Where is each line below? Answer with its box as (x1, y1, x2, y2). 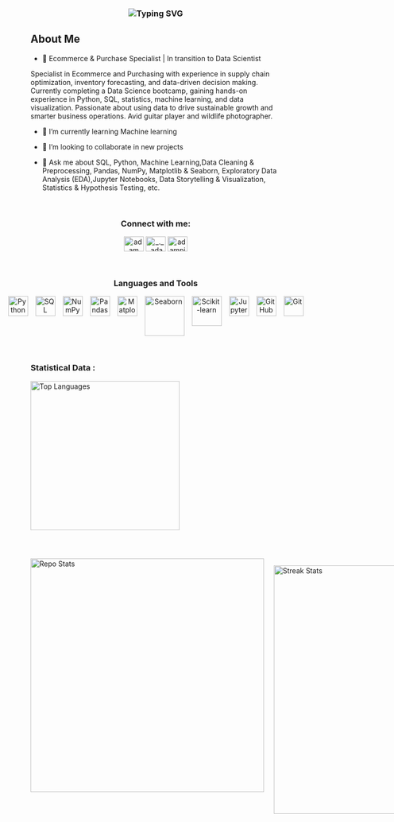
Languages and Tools (113, 277, 199, 289)
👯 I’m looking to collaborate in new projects (41, 142, 183, 151)
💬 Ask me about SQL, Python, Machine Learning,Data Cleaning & (41, 157, 254, 167)
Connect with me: (120, 218, 191, 229)
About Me (30, 33, 80, 46)
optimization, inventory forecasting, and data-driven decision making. (30, 77, 258, 87)
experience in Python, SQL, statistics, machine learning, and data (30, 94, 245, 103)
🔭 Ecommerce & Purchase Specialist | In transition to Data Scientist (41, 53, 261, 63)
